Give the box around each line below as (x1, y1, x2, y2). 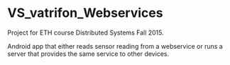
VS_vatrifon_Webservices (7, 5, 163, 21)
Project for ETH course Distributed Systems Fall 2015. (7, 28, 165, 37)
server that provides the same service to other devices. (7, 49, 169, 58)
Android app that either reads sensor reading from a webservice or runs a (7, 42, 224, 50)
